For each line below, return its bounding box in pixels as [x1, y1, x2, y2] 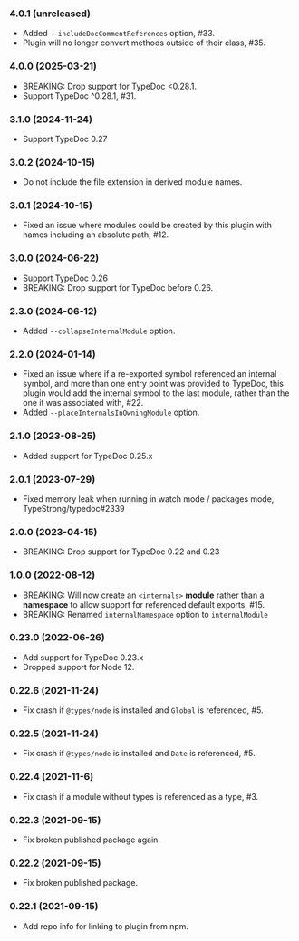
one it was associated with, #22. [22, 398, 144, 408]
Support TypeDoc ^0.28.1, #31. [22, 90, 137, 101]
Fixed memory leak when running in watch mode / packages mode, [22, 493, 275, 504]
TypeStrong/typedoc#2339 [22, 503, 125, 514]
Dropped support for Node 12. [22, 661, 135, 672]
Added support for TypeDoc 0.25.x [22, 450, 153, 461]
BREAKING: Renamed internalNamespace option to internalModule [22, 609, 269, 619]
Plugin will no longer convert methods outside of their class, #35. [22, 37, 265, 48]
